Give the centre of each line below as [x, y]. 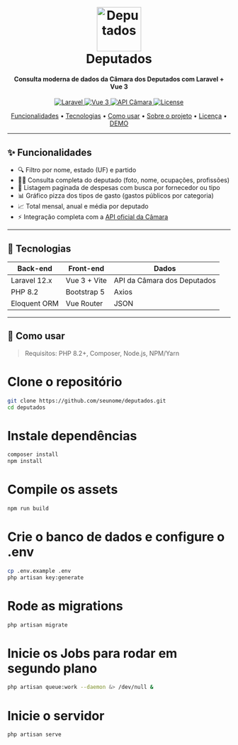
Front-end [86, 269]
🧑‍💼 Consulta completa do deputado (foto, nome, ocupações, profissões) [124, 180]
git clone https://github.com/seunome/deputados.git [87, 400]
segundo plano [52, 668]
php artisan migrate [38, 625]
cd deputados [27, 407]
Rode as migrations [65, 606]
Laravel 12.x [32, 281]
